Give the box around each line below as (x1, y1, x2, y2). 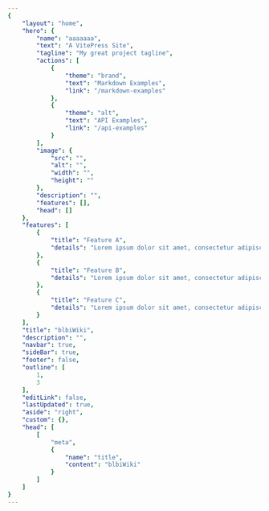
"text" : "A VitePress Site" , (36, 42, 134, 50)
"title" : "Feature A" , (50, 237, 127, 245)
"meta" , (50, 438, 77, 447)
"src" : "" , (50, 154, 88, 162)
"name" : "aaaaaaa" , (36, 34, 102, 43)
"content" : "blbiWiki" (64, 460, 141, 469)
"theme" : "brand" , (64, 72, 127, 80)
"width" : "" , (50, 169, 94, 177)
